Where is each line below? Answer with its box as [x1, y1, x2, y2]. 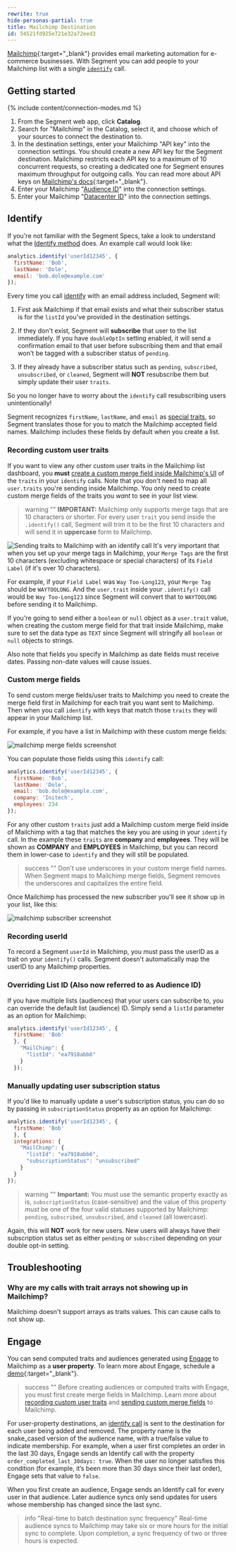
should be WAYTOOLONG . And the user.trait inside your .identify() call [7, 585, 211, 593]
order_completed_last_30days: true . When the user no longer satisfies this [7, 1457, 225, 1465]
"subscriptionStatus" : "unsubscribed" [25, 1157, 140, 1165]
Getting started [7, 85, 76, 97]
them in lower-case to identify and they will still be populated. [7, 850, 190, 859]
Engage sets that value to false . [7, 1472, 101, 1480]
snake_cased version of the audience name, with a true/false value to [7, 1434, 209, 1443]
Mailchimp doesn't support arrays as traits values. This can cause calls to [7, 1308, 221, 1316]
